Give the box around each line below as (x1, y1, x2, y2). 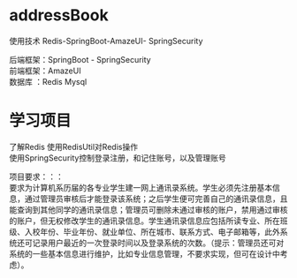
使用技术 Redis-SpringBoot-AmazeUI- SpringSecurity (9, 35, 203, 46)
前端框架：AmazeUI (9, 65, 81, 76)
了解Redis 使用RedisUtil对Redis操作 (9, 141, 139, 152)
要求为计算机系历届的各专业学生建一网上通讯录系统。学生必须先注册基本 (9, 182, 272, 192)
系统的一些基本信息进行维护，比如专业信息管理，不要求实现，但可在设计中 (9, 248, 280, 259)
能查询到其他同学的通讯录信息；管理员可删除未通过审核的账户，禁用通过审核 (9, 204, 288, 214)
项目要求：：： (9, 171, 64, 182)
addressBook (9, 5, 109, 26)
